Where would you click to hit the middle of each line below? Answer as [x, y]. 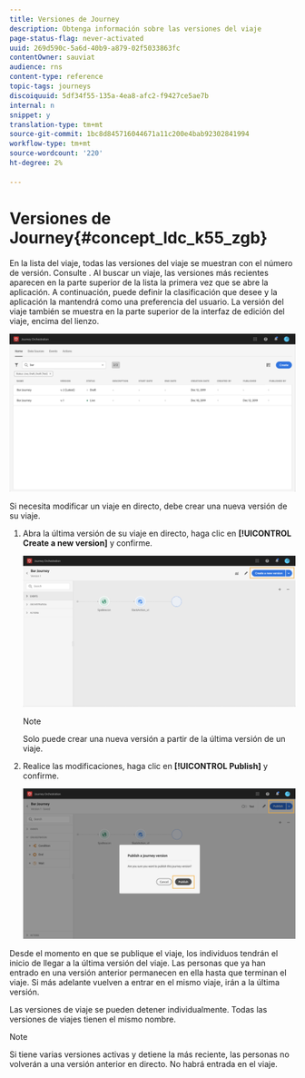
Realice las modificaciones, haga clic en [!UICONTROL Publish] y [145, 766]
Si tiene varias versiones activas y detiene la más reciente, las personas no [150, 1054]
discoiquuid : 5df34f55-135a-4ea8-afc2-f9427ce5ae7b [109, 95]
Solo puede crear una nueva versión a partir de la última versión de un [154, 739]
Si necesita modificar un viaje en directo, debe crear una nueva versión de [148, 506]
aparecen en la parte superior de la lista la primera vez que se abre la [139, 282]
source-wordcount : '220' [56, 153]
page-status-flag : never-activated [77, 38]
